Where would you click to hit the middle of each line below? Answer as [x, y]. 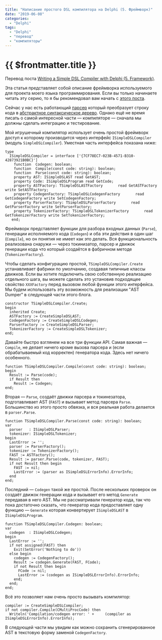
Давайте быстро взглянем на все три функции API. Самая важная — [76, 342]
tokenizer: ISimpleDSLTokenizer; [43, 434]
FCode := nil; [32, 571]
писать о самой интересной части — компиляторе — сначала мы [73, 118]
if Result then [25, 379]
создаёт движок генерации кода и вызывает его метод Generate [72, 495]
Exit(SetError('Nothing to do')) [48, 549]
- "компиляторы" [26, 41]
